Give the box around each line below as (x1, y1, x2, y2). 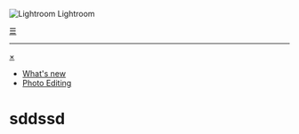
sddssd (9, 109, 65, 129)
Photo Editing (21, 78, 72, 88)
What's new (21, 68, 67, 79)
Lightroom (57, 9, 95, 19)
